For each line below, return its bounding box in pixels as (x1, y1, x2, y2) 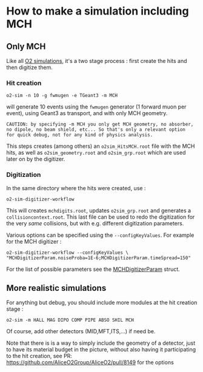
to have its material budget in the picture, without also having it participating (6, 346, 196, 353)
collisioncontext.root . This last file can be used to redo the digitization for (6, 213, 195, 221)
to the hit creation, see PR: (6, 353, 73, 360)
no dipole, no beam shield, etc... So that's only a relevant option (6, 127, 186, 133)
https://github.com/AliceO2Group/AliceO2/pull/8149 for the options (6, 359, 174, 366)
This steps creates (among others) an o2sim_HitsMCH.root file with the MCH (6, 142, 195, 150)
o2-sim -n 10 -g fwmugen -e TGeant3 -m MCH (6, 93, 118, 99)
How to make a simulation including (6, 4, 189, 18)
